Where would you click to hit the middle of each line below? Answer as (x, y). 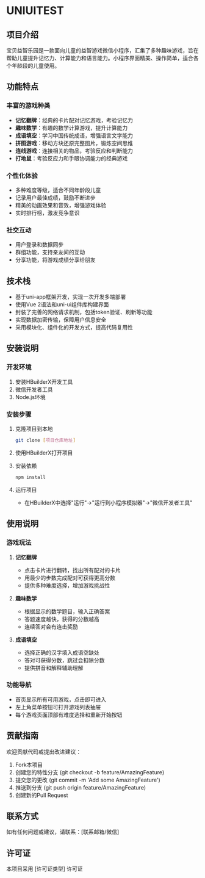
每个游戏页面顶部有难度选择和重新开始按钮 (69, 714)
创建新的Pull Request (41, 795)
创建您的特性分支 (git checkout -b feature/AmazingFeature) (90, 772)
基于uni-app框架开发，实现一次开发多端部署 (70, 297)
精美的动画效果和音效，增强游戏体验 (61, 205)
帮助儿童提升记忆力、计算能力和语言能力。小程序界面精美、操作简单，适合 (100, 58)
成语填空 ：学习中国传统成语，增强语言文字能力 (74, 135)
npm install (30, 477)
